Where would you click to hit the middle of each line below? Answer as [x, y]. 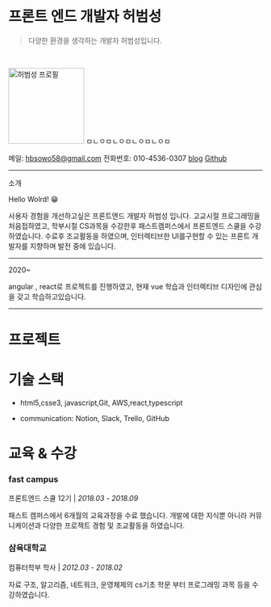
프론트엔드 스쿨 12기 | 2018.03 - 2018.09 [73, 498]
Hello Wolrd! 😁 [33, 199]
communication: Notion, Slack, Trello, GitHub [94, 419]
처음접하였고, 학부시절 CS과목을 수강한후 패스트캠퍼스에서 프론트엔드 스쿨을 [127, 226]
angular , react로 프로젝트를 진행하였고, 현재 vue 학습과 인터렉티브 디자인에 [128, 286]
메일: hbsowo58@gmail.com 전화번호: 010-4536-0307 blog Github [118, 158]
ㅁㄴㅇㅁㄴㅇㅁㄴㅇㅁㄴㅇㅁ [128, 141]
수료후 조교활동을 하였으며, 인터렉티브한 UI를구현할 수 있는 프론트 [147, 236]
